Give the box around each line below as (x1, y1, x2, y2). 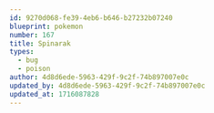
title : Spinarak (9, 38, 71, 48)
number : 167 (9, 30, 55, 39)
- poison (17, 65, 51, 74)
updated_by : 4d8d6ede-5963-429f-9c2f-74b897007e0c (9, 81, 206, 90)
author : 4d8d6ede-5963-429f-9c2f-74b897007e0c (9, 73, 189, 82)
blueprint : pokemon (9, 22, 84, 31)
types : (9, 47, 35, 56)
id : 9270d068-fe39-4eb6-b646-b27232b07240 (9, 13, 173, 23)
